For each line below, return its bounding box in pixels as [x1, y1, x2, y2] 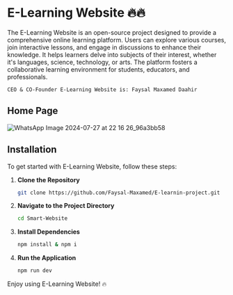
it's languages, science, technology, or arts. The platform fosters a [7, 58, 198, 66]
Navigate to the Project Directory [17, 202, 115, 210]
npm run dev [17, 267, 52, 274]
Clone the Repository [17, 175, 80, 184]
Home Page [7, 105, 58, 117]
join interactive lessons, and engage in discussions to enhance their [7, 43, 202, 51]
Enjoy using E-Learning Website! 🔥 [7, 280, 107, 288]
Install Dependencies [17, 228, 80, 236]
